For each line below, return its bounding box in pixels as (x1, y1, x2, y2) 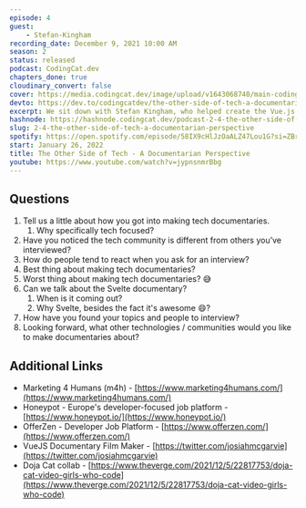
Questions (9, 191, 70, 206)
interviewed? (22, 244, 71, 255)
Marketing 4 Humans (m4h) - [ (22, 382, 138, 393)
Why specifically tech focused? (36, 225, 155, 236)
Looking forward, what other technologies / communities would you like (22, 322, 291, 333)
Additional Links (9, 358, 104, 374)
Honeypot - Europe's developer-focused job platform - (22, 402, 229, 413)
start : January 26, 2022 (9, 140, 104, 150)
